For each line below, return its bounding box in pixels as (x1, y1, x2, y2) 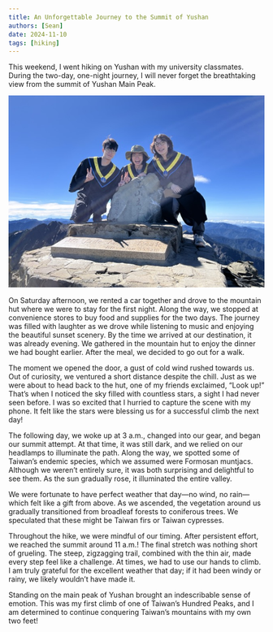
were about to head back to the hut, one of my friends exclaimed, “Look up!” (8, 380, 265, 390)
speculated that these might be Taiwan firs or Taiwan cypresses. (8, 516, 225, 526)
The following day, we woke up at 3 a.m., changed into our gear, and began (8, 431, 262, 440)
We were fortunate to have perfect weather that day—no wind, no (8, 490, 228, 500)
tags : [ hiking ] (8, 39, 60, 47)
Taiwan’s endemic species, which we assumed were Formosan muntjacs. (8, 457, 253, 466)
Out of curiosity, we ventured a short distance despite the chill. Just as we (8, 372, 258, 382)
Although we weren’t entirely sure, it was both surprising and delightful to (8, 465, 254, 475)
